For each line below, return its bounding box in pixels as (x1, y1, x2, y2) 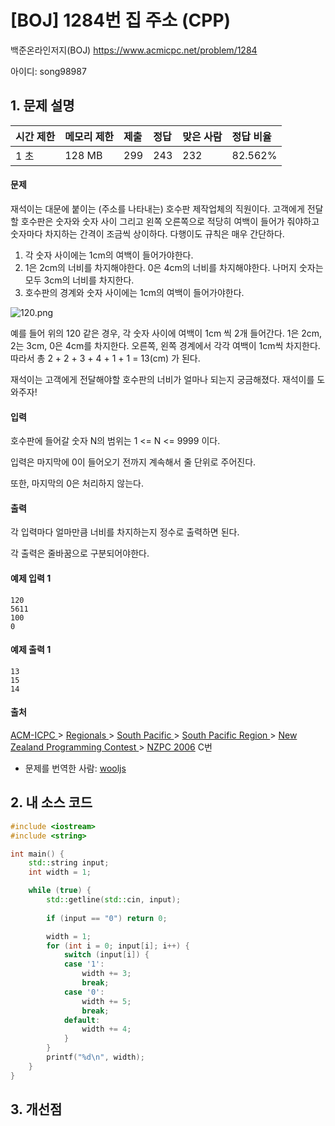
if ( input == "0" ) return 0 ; (46, 913, 168, 923)
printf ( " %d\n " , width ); (46, 1052, 145, 1063)
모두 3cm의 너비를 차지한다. (24, 274, 135, 286)
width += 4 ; (81, 1024, 132, 1035)
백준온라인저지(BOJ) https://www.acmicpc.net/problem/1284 (10, 44, 258, 56)
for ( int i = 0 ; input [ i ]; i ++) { (46, 941, 190, 951)
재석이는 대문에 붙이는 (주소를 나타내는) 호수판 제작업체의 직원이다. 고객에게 (10, 202, 305, 215)
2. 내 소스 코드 (10, 794, 93, 811)
